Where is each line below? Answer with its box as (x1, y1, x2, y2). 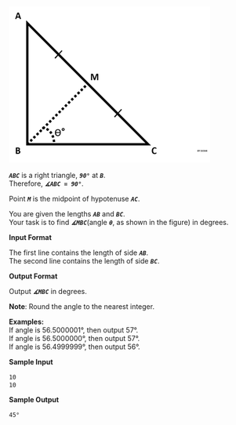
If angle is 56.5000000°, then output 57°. (9, 334, 140, 343)
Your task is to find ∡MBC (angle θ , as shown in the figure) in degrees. (9, 218, 229, 227)
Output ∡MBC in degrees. (9, 287, 87, 296)
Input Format (9, 233, 52, 242)
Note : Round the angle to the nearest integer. (9, 302, 155, 311)
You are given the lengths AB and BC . (9, 209, 125, 218)
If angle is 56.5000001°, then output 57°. (9, 325, 139, 335)
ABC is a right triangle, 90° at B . (9, 171, 106, 180)
